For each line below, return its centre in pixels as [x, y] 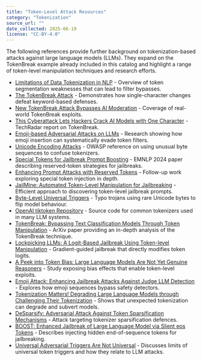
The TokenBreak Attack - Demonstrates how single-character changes [103, 95]
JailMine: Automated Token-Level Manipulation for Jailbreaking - [96, 185]
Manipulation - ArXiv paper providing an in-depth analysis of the [95, 230]
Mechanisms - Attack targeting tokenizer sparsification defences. [96, 320]
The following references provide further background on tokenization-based [101, 51]
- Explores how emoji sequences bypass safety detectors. [87, 288]
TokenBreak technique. [44, 237]
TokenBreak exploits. [57, 115]
